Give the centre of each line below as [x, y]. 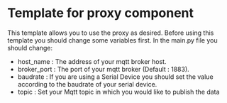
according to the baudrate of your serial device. [87, 84]
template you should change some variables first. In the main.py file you [112, 40]
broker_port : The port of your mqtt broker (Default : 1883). [103, 69]
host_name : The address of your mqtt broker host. [92, 61]
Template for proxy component [100, 13]
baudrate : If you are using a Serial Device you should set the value [116, 77]
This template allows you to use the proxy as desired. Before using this [111, 33]
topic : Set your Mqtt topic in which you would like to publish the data [118, 92]
